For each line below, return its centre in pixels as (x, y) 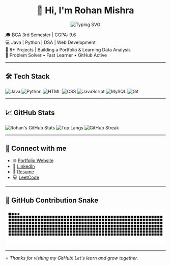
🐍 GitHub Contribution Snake (52, 200)
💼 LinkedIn (24, 166)
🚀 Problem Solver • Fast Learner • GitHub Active (56, 55)
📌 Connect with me (36, 148)
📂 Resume (23, 172)
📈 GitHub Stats (30, 113)
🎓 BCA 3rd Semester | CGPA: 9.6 (41, 35)
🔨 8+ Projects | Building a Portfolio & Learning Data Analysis (68, 49)
